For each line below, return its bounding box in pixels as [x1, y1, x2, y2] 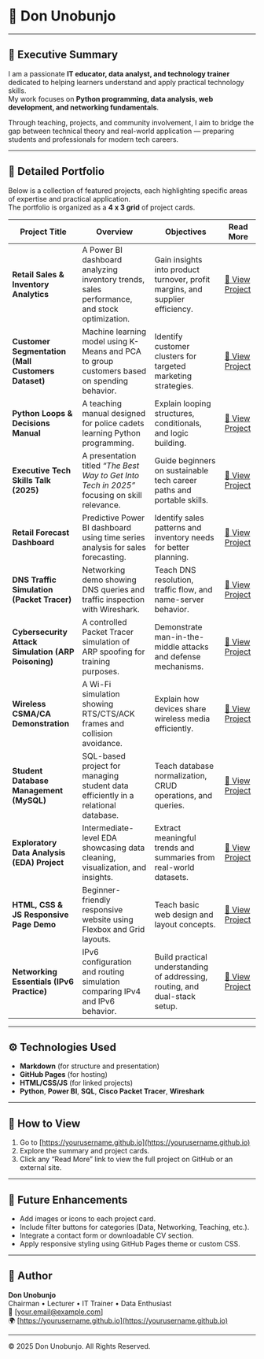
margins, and [154, 284, 203, 295]
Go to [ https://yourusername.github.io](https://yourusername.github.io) [19, 1138, 251, 1147]
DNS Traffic [12, 574, 57, 585]
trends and [154, 842, 195, 853]
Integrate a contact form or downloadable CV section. [19, 1231, 194, 1240]
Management [12, 785, 64, 796]
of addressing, [154, 971, 208, 982]
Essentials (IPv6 [12, 976, 75, 987]
